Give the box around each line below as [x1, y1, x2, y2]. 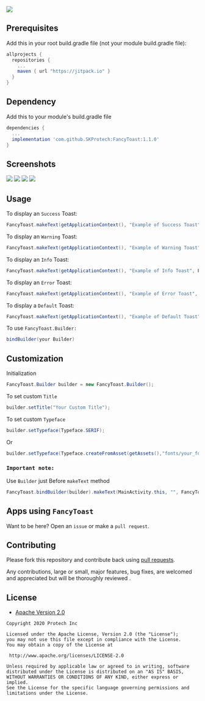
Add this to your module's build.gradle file [6, 113, 112, 120]
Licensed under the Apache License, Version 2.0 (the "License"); [6, 631, 179, 637]
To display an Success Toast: [6, 210, 77, 217]
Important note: [6, 464, 55, 472]
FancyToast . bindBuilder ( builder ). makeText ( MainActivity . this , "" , [6, 489, 179, 495]
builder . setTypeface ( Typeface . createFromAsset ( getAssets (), [6, 450, 163, 457]
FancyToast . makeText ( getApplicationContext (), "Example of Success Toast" [6, 222, 201, 228]
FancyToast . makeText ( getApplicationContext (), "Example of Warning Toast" [6, 244, 201, 251]
